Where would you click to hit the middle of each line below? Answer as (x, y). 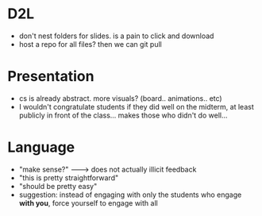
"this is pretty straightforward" (69, 177)
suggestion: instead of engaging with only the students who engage (130, 195)
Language (41, 147)
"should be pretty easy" (58, 186)
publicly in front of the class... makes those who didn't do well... (123, 115)
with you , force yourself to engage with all (88, 202)
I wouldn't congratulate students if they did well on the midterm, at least (137, 106)
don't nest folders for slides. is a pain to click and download (116, 36)
